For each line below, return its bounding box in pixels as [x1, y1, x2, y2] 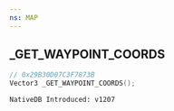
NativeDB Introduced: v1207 [9, 96, 116, 105]
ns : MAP [9, 13, 39, 23]
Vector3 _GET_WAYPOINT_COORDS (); [9, 79, 136, 88]
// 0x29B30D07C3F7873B [9, 70, 95, 79]
